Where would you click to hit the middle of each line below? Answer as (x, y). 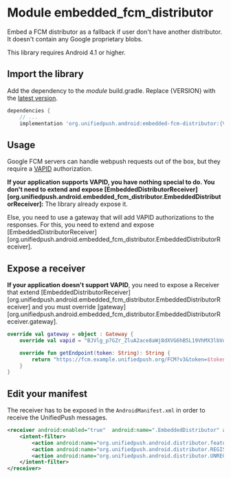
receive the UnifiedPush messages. (57, 417)
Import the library (45, 74)
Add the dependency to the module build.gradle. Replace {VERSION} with (111, 90)
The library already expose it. (87, 204)
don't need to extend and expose (55, 189)
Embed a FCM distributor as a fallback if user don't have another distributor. (114, 32)
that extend (23, 292)
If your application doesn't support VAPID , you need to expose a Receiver (113, 285)
